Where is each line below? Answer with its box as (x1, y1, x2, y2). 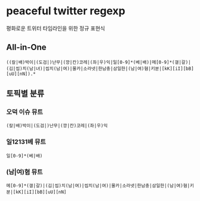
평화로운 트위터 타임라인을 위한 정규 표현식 (6, 24, 106, 32)
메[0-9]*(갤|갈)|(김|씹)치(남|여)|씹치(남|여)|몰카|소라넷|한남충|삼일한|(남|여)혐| (6, 183, 190, 189)
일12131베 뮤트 (6, 138, 47, 146)
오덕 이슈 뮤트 (6, 108, 44, 116)
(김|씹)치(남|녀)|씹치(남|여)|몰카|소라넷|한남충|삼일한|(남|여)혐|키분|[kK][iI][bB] (6, 66, 194, 72)
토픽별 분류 (6, 88, 45, 99)
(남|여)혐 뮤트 (6, 168, 43, 176)
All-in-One (6, 42, 47, 52)
